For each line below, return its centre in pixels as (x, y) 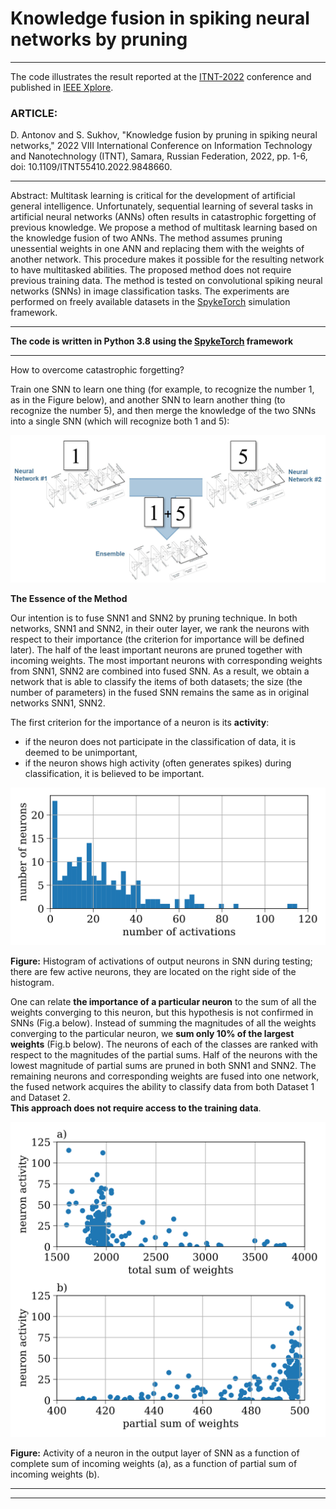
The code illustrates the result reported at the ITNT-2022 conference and (161, 76)
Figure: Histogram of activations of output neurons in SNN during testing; (161, 961)
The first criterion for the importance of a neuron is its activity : (140, 722)
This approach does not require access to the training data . (136, 1108)
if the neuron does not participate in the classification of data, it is (160, 741)
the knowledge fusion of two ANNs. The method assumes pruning (146, 238)
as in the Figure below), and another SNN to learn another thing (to (148, 400)
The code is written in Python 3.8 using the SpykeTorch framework (152, 341)
